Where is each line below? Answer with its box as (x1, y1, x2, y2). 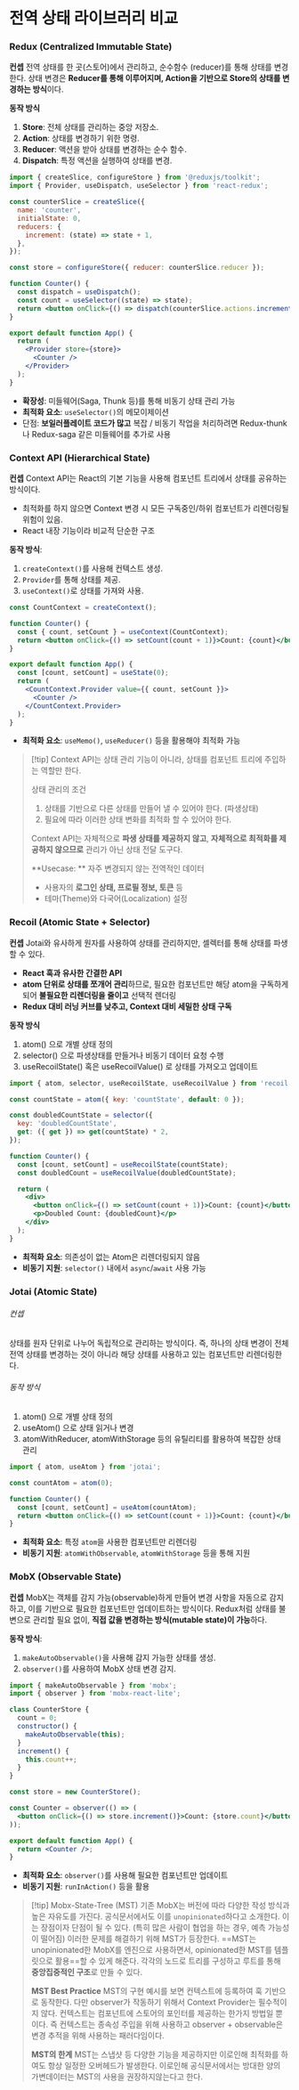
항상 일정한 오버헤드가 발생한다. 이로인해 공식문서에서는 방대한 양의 (47, 2061, 281, 2071)
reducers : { (17, 222, 62, 232)
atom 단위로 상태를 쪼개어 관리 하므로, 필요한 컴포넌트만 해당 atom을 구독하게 (21, 979, 289, 989)
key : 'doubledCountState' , (17, 1119, 117, 1128)
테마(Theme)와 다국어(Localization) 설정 (44, 893, 189, 904)
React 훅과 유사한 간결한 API (21, 967, 123, 978)
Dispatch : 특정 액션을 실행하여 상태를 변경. (21, 155, 173, 166)
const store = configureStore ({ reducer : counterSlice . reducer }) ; (9, 264, 265, 272)
